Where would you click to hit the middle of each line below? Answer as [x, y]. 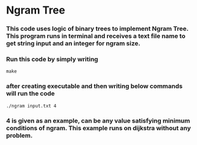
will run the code [30, 94]
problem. [19, 135]
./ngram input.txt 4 [32, 106]
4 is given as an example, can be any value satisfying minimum [98, 120]
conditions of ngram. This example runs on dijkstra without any [98, 128]
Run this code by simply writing [52, 60]
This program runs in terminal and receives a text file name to [96, 36]
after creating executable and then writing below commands [94, 86]
